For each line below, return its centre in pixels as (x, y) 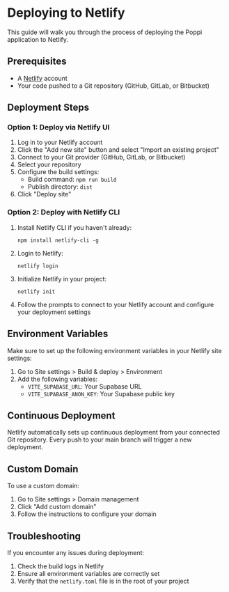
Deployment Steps (48, 108)
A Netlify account (42, 78)
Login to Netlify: (40, 253)
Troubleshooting (44, 536)
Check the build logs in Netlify (61, 566)
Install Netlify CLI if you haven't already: (74, 227)
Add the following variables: (57, 379)
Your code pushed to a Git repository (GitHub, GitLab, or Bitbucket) (113, 86)
